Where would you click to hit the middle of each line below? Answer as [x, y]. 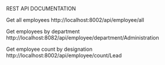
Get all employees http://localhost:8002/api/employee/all [75, 20]
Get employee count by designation [49, 49]
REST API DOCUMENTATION [41, 9]
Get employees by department [43, 31]
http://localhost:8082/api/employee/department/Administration [82, 38]
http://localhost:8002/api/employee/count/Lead [64, 55]
